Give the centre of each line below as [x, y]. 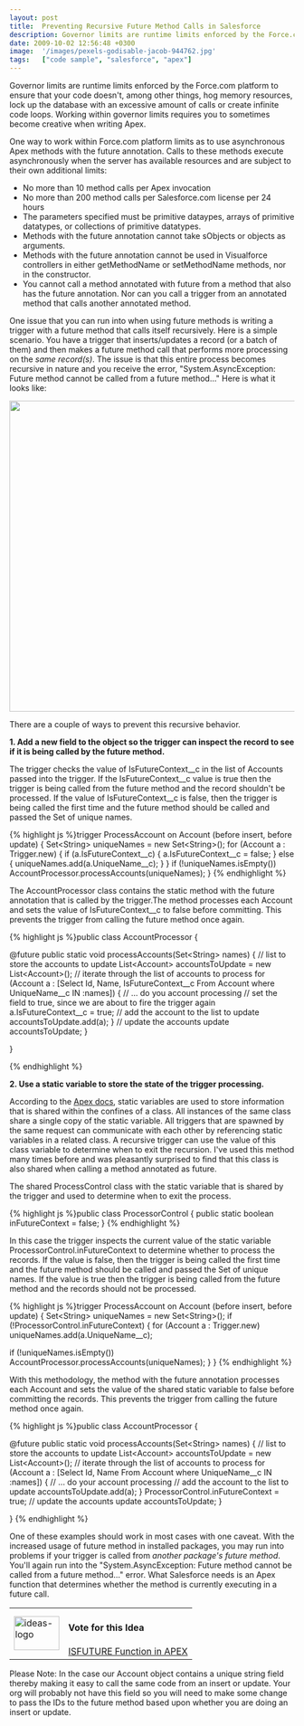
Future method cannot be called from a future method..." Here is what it [142, 378]
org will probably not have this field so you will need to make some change [148, 1693]
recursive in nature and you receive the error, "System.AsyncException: [142, 369]
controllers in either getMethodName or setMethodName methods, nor [154, 265]
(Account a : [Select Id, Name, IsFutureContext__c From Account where [142, 983]
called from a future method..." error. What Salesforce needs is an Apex [142, 1574]
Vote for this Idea [106, 1627]
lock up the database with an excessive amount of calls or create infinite [144, 104]
